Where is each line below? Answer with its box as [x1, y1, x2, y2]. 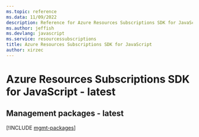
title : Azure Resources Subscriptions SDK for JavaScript [6, 42, 152, 48]
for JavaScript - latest [6, 85, 116, 98]
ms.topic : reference [6, 8, 57, 15]
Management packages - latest [6, 109, 124, 119]
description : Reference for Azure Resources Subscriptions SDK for [6, 19, 176, 25]
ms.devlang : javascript [6, 31, 65, 37]
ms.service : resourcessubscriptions [6, 36, 97, 42]
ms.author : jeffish [6, 25, 54, 31]
